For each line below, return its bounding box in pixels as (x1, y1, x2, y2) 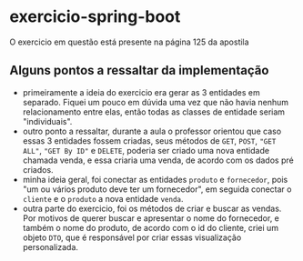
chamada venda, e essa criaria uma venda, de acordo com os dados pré (22, 155, 294, 166)
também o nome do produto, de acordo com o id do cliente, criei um (22, 222, 279, 233)
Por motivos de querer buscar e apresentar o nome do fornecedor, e (22, 212, 280, 224)
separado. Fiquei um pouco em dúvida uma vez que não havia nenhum (22, 96, 289, 107)
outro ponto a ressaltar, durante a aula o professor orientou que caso (22, 125, 282, 136)
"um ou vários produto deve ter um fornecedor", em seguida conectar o (22, 184, 292, 195)
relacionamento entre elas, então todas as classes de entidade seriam (22, 106, 285, 117)
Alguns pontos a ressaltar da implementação (9, 63, 269, 78)
